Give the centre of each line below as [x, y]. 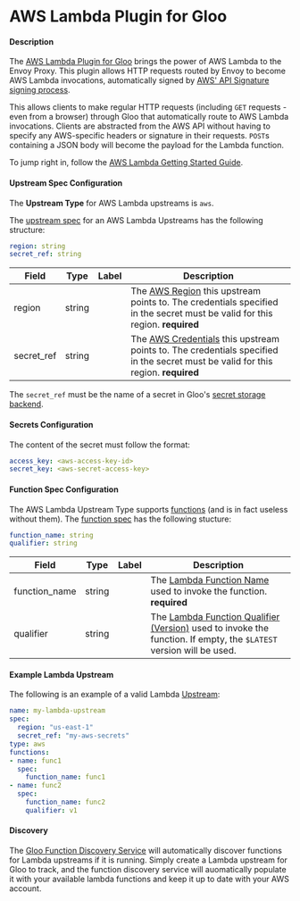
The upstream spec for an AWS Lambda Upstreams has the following [136, 220]
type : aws [28, 744]
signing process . [40, 90]
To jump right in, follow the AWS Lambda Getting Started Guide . [126, 163]
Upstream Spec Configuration [66, 183]
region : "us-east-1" [55, 728]
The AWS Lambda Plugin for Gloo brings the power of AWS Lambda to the [146, 62]
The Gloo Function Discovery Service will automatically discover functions [146, 851]
